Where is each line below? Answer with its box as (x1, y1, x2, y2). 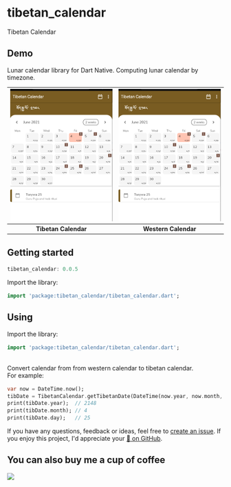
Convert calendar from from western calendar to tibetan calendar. (7, 364, 194, 372)
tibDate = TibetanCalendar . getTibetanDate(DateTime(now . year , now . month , (7, 392, 223, 399)
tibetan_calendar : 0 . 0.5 (7, 266, 78, 273)
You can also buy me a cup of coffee (7, 454, 166, 466)
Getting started (7, 246, 74, 258)
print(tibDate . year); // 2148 (7, 400, 97, 407)
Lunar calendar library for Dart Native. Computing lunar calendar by (7, 66, 199, 74)
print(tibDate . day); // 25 (7, 415, 91, 421)
